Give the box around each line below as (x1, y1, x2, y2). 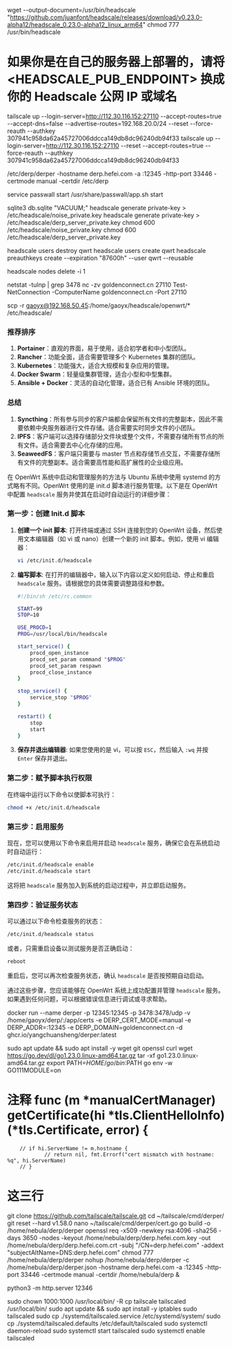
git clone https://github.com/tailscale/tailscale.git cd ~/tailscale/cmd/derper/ (7, 1211, 224, 1219)
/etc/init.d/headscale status (7, 930, 95, 937)
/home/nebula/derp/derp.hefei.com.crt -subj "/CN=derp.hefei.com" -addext (7, 1241, 224, 1249)
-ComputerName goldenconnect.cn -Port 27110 (51, 288, 187, 296)
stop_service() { (17, 688, 68, 695)
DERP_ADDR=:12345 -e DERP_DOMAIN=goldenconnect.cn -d (7, 1023, 183, 1031)
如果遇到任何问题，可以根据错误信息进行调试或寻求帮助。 (7, 995, 171, 1003)
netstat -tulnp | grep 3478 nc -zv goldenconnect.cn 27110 (7, 280, 171, 289)
